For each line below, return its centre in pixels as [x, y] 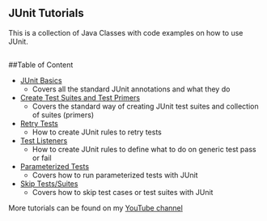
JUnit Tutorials [46, 13]
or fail [42, 158]
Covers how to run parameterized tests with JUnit [115, 175]
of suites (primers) [63, 115]
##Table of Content [41, 65]
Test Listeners [44, 141]
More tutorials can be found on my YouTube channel [96, 208]
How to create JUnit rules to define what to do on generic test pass [144, 150]
